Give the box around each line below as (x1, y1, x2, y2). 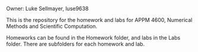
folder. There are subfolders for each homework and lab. (6, 41, 145, 47)
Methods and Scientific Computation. (6, 23, 98, 30)
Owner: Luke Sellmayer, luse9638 (6, 5, 89, 12)
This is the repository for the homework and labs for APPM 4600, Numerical (6, 17, 193, 23)
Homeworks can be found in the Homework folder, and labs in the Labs (6, 34, 181, 41)
